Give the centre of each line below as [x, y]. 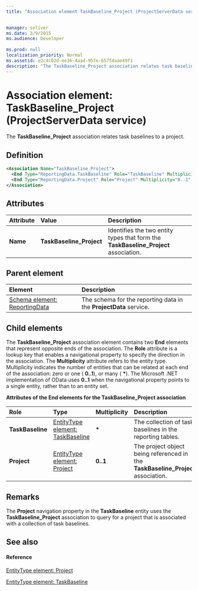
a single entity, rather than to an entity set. [57, 386]
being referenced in [161, 454]
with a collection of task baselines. [48, 523]
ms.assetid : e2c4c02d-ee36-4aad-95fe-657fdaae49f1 [70, 60]
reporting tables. [156, 437]
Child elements [34, 328]
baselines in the [156, 429]
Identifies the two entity [141, 230]
